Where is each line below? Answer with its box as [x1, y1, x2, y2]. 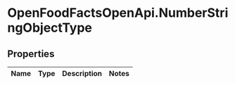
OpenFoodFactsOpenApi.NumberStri [7, 5, 229, 21]
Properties [7, 48, 55, 60]
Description [62, 69, 102, 78]
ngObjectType [7, 20, 93, 36]
